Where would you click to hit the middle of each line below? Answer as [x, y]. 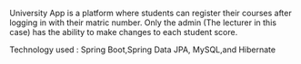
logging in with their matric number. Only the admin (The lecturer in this [143, 23]
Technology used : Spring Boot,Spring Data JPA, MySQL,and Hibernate [142, 50]
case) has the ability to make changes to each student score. [124, 32]
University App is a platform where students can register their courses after [151, 13]
